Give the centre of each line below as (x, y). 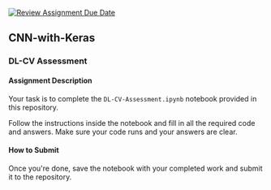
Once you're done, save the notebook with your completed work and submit (135, 168)
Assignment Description (50, 80)
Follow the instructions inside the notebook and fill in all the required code (132, 123)
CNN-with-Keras (52, 38)
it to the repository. (40, 177)
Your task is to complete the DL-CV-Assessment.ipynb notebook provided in (133, 98)
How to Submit (34, 150)
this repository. (34, 107)
